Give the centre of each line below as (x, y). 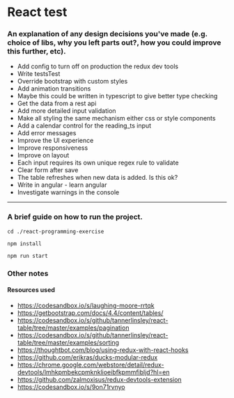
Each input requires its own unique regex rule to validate (98, 163)
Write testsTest (39, 74)
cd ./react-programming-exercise (56, 231)
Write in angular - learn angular (62, 185)
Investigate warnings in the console (68, 192)
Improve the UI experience (55, 141)
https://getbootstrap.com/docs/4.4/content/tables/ (90, 313)
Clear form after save (48, 170)
